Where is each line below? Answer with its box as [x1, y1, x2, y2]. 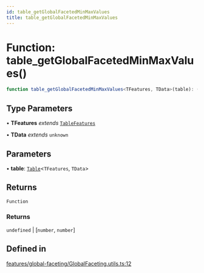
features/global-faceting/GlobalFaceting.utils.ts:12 [6, 260, 132, 267]
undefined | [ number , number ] [6, 226, 76, 234]
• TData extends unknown [6, 131, 69, 138]
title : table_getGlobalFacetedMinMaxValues [6, 15, 118, 21]
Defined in [6, 244, 47, 254]
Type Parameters [6, 103, 73, 113]
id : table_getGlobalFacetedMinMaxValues [6, 8, 110, 15]
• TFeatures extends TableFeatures [6, 120, 96, 127]
